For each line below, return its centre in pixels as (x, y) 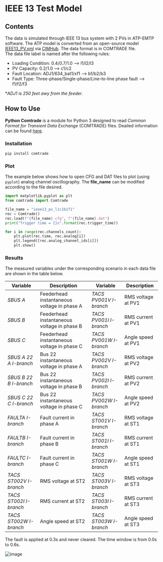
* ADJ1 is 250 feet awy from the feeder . (44, 93)
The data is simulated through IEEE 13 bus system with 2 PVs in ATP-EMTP (80, 38)
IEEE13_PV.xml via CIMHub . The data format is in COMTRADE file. (71, 49)
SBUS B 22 (20, 378)
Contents (19, 27)
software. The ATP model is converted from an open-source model (72, 43)
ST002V (17, 481)
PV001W (102, 341)
